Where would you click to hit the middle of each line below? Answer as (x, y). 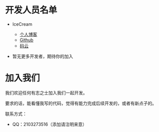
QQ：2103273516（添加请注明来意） (50, 124)
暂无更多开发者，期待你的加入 (42, 56)
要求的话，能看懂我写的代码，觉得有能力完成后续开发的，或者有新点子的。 (81, 103)
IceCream (22, 24)
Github (26, 40)
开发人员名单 (31, 10)
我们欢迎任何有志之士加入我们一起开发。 (46, 92)
